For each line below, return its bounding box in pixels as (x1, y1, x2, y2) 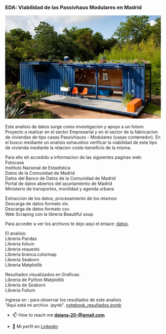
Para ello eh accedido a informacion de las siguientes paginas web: (5, 154, 142, 160)
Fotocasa (5, 159, 24, 165)
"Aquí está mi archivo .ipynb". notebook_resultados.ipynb (5, 302, 122, 308)
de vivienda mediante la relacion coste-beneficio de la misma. (5, 144, 132, 150)
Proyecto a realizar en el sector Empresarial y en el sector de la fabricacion (5, 129, 158, 135)
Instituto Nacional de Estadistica (5, 165, 71, 171)
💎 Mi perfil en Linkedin (12, 323, 58, 329)
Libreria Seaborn (5, 256, 40, 262)
